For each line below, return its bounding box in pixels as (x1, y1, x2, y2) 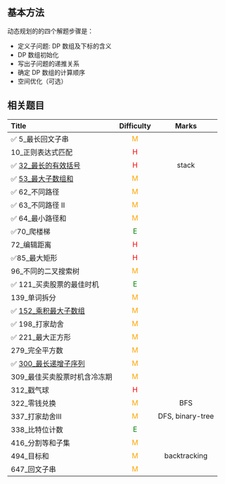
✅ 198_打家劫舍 (11, 319, 65, 329)
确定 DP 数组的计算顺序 (17, 68, 86, 76)
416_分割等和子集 (11, 438, 70, 447)
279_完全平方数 (11, 345, 63, 355)
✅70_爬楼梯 (11, 226, 51, 236)
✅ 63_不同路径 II (11, 200, 65, 210)
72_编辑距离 (11, 240, 52, 249)
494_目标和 (11, 451, 49, 461)
